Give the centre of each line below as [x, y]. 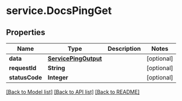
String [56, 68]
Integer [58, 77]
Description [124, 49]
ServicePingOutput [75, 58]
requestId [23, 68]
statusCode [26, 77]
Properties [26, 32]
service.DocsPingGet [59, 11]
